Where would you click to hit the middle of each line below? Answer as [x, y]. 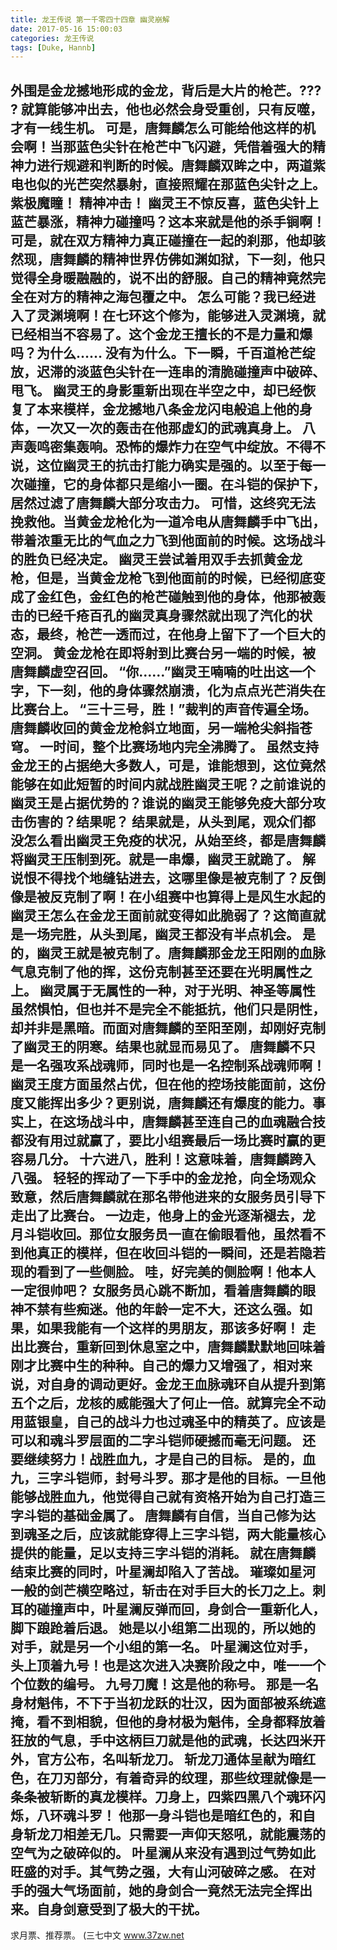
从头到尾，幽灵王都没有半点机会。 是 [202, 934]
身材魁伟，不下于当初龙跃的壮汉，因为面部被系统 [161, 1702]
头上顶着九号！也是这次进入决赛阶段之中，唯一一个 [168, 1665]
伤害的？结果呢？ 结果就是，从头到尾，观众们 [163, 821]
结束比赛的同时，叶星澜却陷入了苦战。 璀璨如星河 [163, 1571]
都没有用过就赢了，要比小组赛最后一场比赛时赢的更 [168, 1140]
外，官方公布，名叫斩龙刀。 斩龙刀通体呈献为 [150, 1759]
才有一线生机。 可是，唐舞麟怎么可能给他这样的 [156, 127]
